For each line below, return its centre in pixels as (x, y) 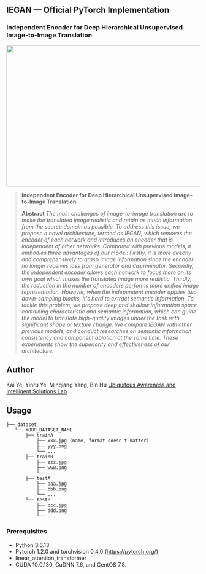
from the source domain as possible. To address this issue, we (101, 226)
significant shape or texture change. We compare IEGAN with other (106, 324)
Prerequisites (27, 532)
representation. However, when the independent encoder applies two (109, 292)
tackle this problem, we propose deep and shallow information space (109, 305)
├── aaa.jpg (52, 484)
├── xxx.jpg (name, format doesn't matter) (93, 441)
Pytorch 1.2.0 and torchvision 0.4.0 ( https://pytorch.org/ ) (86, 551)
